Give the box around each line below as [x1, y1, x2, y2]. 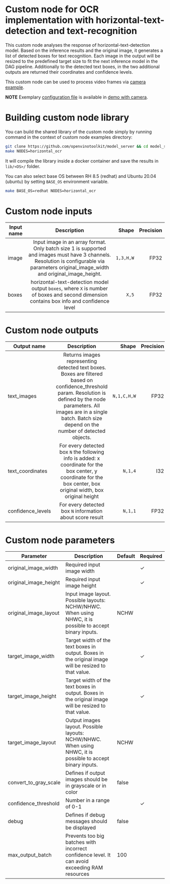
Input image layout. [65, 590, 111, 597]
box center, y [66, 467, 98, 475]
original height [65, 493, 99, 500]
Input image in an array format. [33, 239, 106, 246]
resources [65, 870, 90, 877]
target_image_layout [8, 739, 56, 746]
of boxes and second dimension [31, 291, 108, 298]
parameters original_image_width [30, 264, 109, 271]
